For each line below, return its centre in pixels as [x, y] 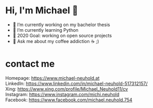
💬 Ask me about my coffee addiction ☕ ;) [56, 41]
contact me [30, 64]
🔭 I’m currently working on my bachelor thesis [61, 25]
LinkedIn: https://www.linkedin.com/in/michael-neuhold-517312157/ [76, 83]
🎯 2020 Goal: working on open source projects [62, 35]
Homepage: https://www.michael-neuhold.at [53, 78]
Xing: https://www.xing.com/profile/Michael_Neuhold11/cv [67, 89]
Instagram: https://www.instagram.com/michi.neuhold [62, 94]
